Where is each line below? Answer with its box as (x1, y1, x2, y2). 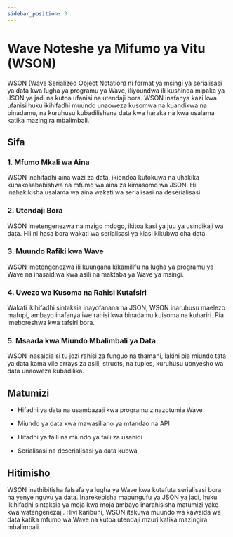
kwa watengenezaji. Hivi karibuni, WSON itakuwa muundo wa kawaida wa (7, 508, 221, 517)
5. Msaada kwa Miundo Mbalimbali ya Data (7, 336, 157, 346)
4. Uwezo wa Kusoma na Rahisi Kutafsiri (7, 287, 147, 297)
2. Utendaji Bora (7, 206, 63, 216)
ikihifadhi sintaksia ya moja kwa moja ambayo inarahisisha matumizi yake (7, 500, 219, 509)
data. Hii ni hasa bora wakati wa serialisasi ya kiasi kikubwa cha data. (7, 229, 207, 237)
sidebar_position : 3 (7, 10, 68, 18)
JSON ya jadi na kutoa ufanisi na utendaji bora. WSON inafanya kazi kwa (7, 93, 218, 102)
